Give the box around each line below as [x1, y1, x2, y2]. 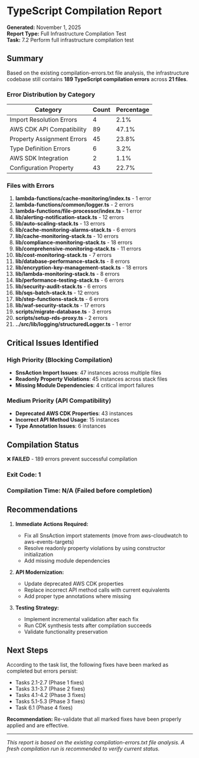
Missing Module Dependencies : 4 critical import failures [15, 382, 154, 389]
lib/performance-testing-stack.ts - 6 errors [15, 277, 125, 284]
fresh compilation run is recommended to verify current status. [6, 745, 160, 752]
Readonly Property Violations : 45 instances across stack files [15, 375, 168, 383]
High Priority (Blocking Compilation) [6, 355, 113, 364]
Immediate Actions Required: [15, 520, 89, 528]
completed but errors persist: [6, 667, 78, 675]
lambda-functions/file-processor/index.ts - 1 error [15, 207, 142, 214]
